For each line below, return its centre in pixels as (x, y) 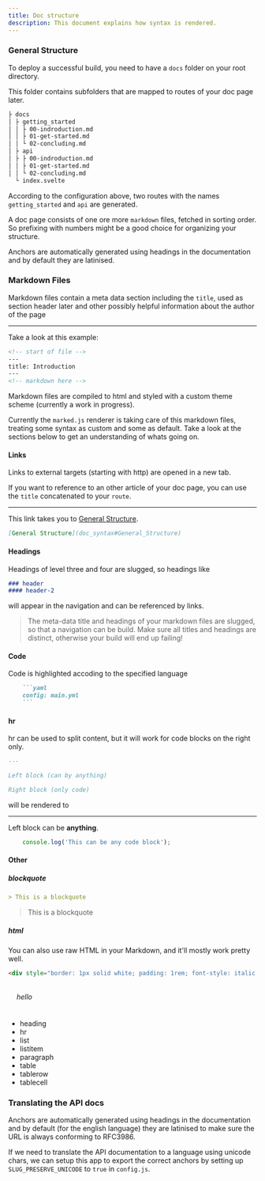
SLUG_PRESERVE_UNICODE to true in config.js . (79, 1169)
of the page (27, 314)
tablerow (34, 1074)
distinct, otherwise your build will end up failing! (105, 638)
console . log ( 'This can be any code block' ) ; (97, 842)
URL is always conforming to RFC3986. (72, 1137)
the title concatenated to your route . (70, 496)
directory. (24, 76)
